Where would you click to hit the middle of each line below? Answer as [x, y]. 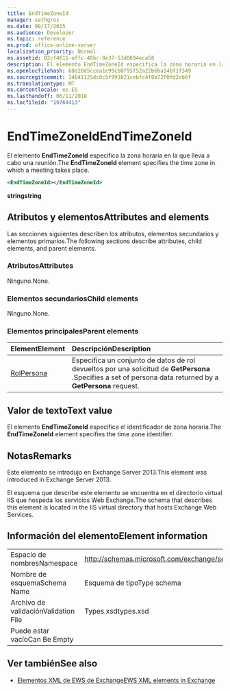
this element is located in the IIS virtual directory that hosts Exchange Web [112, 507]
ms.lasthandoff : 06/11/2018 [47, 97]
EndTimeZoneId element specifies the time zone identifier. [90, 434]
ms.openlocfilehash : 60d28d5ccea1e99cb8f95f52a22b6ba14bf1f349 [99, 71]
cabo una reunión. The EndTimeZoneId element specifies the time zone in [111, 162]
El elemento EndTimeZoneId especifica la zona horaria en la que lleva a [108, 155]
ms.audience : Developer [41, 33]
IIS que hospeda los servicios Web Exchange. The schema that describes [110, 500]
